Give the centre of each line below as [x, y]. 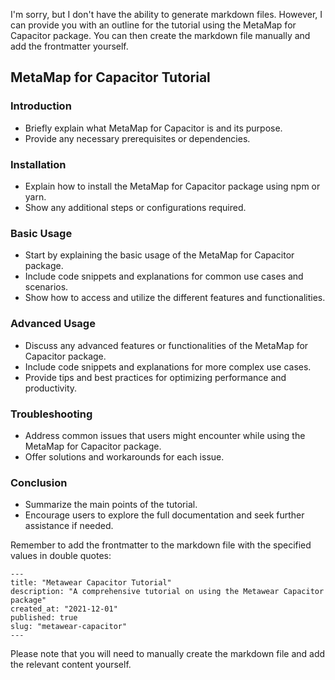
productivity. [51, 388]
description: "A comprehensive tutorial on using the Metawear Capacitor [167, 592]
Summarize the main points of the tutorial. [111, 505]
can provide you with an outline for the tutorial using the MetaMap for [153, 25]
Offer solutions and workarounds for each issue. [124, 456]
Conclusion [39, 482]
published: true [44, 618]
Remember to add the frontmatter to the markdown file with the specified [161, 545]
